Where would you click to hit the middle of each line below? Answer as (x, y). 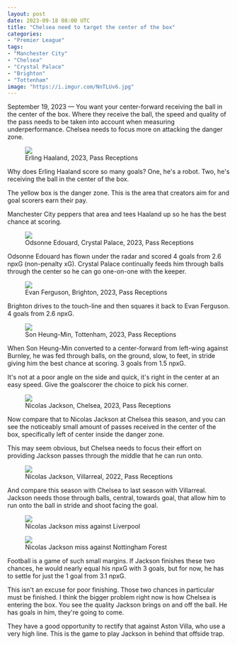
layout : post (27, 14)
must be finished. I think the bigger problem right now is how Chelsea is (112, 597)
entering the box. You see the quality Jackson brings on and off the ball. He (117, 605)
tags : (15, 47)
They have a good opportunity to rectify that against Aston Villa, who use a (116, 627)
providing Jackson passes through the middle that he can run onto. (105, 456)
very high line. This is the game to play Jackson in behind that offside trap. (116, 634)
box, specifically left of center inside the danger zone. (86, 435)
